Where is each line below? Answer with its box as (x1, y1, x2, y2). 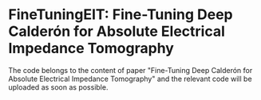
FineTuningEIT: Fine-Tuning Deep (8, 6, 233, 24)
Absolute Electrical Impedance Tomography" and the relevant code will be (8, 74, 253, 83)
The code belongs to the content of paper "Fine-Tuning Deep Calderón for (8, 65, 253, 75)
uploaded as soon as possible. (8, 82, 109, 92)
